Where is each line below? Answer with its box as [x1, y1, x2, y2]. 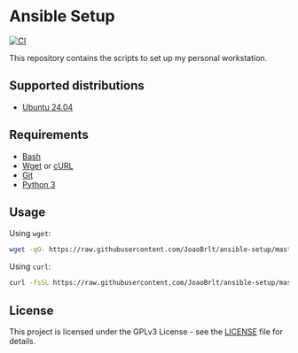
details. [9, 335, 36, 346]
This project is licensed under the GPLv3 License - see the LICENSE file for [9, 326, 284, 337]
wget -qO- [9, 245, 46, 254]
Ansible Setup [9, 6, 115, 27]
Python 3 [21, 179, 56, 189]
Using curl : [9, 261, 51, 272]
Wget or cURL [21, 160, 74, 171]
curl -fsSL [9, 279, 50, 288]
